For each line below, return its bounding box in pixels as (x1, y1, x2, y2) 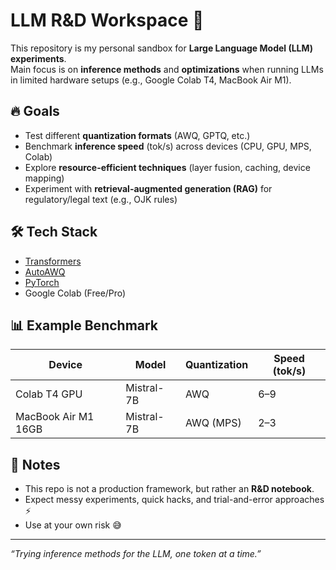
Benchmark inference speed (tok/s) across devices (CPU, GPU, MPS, (24, 140, 312, 152)
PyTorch (24, 276, 60, 288)
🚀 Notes (10, 456, 61, 473)
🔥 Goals (10, 103, 60, 120)
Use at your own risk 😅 (24, 519, 122, 531)
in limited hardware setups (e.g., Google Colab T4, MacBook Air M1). (10, 74, 292, 86)
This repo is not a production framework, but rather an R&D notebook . (24, 483, 315, 495)
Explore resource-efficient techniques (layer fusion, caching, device (24, 161, 311, 173)
